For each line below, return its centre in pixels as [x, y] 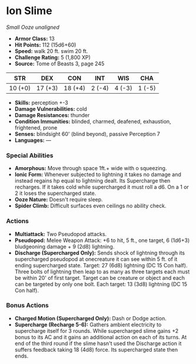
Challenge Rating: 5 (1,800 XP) [53, 57]
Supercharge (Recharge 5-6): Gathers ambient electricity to [88, 325]
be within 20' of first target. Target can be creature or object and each [100, 277]
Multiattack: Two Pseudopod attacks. [61, 234]
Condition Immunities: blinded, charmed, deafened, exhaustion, [93, 121]
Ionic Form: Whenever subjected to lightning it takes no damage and [98, 174]
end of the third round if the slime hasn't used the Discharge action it [98, 343]
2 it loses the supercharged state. [55, 193]
